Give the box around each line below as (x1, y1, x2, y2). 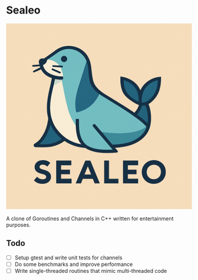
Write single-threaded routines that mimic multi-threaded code (14, 267, 167, 274)
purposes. (6, 221, 31, 228)
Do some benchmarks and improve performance (14, 261, 133, 268)
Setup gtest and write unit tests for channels (14, 254, 123, 261)
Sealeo (6, 4, 41, 17)
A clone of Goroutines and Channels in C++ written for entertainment (6, 215, 174, 222)
